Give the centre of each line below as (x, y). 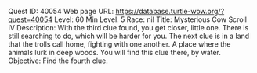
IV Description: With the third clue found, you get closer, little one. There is (128, 28)
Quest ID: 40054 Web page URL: (61, 11)
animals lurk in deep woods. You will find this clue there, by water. (115, 52)
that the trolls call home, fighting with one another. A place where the (119, 44)
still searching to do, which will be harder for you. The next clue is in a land (129, 36)
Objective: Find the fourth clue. (58, 61)
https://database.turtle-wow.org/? (170, 11)
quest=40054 (31, 19)
